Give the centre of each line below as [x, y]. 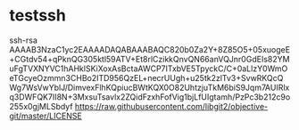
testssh [38, 16]
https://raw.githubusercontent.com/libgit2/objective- [171, 106]
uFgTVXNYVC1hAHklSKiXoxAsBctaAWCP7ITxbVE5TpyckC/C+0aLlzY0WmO [149, 69]
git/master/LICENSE [46, 116]
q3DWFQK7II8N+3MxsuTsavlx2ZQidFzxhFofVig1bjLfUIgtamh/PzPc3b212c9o [150, 97]
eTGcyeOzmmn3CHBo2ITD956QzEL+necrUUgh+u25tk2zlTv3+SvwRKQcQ [146, 77]
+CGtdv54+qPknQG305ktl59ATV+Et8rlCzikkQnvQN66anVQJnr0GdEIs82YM [149, 59]
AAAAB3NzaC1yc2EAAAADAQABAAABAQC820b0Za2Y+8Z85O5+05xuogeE [150, 49]
